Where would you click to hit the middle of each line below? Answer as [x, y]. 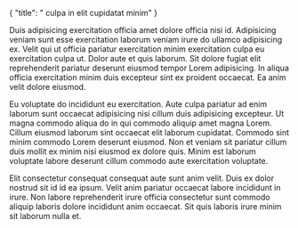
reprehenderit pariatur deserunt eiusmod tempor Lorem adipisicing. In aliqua [149, 68]
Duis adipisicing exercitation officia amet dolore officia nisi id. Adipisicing [143, 30]
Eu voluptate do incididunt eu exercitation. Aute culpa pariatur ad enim [138, 104]
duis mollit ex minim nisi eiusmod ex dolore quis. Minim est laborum [133, 151]
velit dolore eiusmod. [48, 87]
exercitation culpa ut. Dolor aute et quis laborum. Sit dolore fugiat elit [135, 58]
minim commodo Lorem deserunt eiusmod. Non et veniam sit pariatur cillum [148, 142]
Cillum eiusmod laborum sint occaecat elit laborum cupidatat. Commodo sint [149, 132]
